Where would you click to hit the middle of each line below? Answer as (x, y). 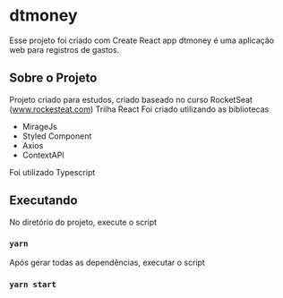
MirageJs (40, 126)
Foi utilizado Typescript (52, 172)
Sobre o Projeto (53, 78)
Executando (43, 201)
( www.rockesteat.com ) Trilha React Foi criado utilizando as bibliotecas (139, 109)
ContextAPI (43, 155)
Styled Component (57, 136)
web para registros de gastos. (64, 49)
